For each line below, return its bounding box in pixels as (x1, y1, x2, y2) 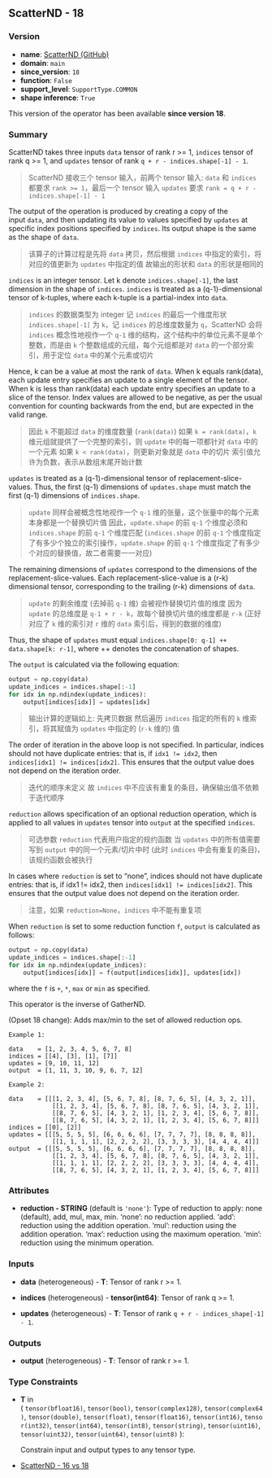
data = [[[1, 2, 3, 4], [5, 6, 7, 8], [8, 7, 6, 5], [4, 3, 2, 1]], (8, 1095, 256, 1103)
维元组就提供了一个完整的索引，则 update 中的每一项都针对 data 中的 (28, 436, 258, 446)
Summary (8, 129, 49, 140)
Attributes (8, 1184, 50, 1196)
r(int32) (19, 1422, 50, 1431)
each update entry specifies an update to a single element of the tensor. (8, 374, 250, 385)
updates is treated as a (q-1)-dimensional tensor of (8, 473, 177, 483)
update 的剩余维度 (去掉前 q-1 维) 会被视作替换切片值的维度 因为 (28, 598, 243, 608)
